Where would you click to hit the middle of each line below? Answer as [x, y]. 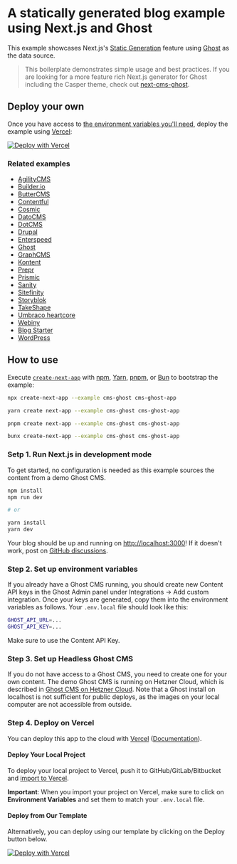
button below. [27, 839]
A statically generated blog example [116, 13]
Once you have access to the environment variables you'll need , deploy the [118, 124]
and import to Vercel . [38, 778]
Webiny [29, 323]
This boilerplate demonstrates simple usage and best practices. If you [127, 69]
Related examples [39, 164]
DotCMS [30, 225]
